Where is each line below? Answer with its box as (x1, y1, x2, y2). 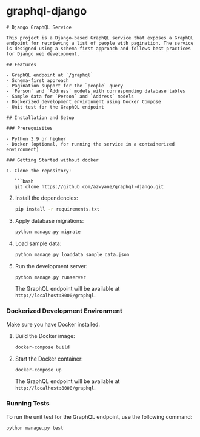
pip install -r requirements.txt (15, 206, 100, 212)
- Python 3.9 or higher (6, 135, 67, 142)
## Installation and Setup (6, 114, 75, 121)
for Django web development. (6, 50, 80, 57)
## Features (6, 61, 36, 67)
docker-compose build (15, 344, 70, 350)
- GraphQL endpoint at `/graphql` (6, 72, 94, 78)
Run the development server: (15, 262, 88, 269)
